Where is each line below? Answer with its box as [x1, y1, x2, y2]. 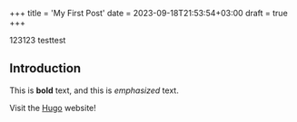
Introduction [9, 61, 82, 76]
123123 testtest [9, 35, 66, 45]
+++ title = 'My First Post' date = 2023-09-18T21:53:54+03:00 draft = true [9, 8, 288, 18]
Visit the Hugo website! [9, 102, 97, 113]
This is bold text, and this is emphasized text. [9, 85, 179, 96]
